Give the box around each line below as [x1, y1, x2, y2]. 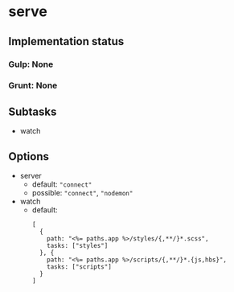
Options [8, 150, 50, 163]
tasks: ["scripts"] [47, 263, 113, 271]
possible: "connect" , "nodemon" [31, 188, 133, 198]
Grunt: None [8, 80, 58, 91]
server [19, 171, 42, 181]
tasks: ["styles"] [47, 242, 109, 250]
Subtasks [8, 105, 57, 118]
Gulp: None [8, 59, 54, 70]
